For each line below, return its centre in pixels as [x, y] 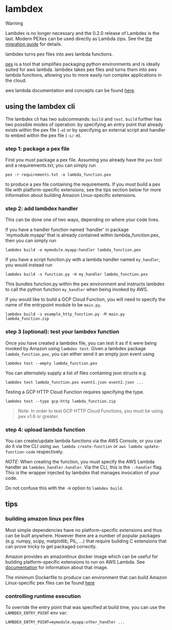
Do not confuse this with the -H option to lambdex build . [64, 488]
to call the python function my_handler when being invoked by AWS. [77, 290]
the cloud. [16, 80]
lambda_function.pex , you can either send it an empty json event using [80, 354]
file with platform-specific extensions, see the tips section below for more [83, 190]
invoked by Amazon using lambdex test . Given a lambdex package [76, 348]
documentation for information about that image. [57, 567]
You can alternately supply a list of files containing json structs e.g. [76, 373]
